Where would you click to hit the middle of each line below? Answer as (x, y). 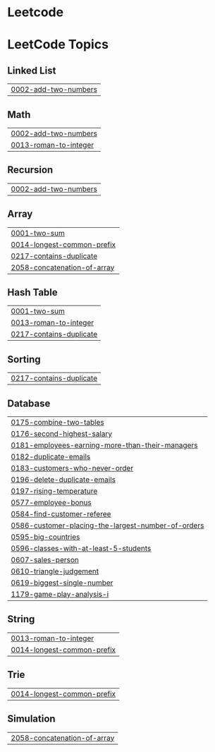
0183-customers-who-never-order (72, 468)
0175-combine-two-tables (57, 423)
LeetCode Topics (58, 45)
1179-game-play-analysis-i (60, 595)
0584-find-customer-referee (61, 514)
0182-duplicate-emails (51, 457)
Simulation (31, 719)
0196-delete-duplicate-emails (63, 480)
